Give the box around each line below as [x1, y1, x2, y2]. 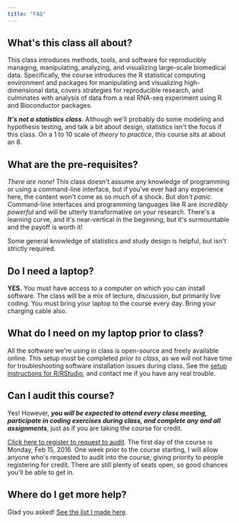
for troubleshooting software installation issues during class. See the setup [7, 361, 228, 370]
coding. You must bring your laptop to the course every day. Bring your [7, 299, 216, 308]
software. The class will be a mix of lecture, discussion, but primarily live [7, 292, 221, 300]
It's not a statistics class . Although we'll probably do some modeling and [7, 115, 225, 123]
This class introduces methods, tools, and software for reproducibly [7, 56, 207, 64]
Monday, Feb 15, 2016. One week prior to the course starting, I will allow [7, 445, 219, 454]
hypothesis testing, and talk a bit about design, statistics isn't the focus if [7, 123, 222, 131]
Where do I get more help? [7, 489, 127, 501]
